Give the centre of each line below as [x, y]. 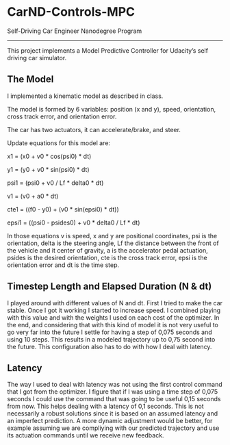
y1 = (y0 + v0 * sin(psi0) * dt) [49, 169]
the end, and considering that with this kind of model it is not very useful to [113, 325]
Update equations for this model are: [59, 143]
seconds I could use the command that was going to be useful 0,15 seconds [114, 399]
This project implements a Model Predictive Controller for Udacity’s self [108, 50]
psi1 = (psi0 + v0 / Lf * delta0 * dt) [55, 183]
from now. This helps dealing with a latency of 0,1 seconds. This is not [105, 406]
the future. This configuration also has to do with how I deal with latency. [110, 346]
